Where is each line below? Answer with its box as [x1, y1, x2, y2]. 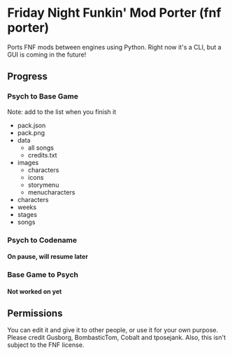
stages [17, 210, 37, 218]
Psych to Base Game [7, 92, 79, 101]
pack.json [17, 121, 46, 129]
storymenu [27, 180, 59, 189]
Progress [7, 71, 48, 83]
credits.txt [27, 150, 57, 159]
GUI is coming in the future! [7, 50, 87, 59]
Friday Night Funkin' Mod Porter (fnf [7, 5, 222, 21]
